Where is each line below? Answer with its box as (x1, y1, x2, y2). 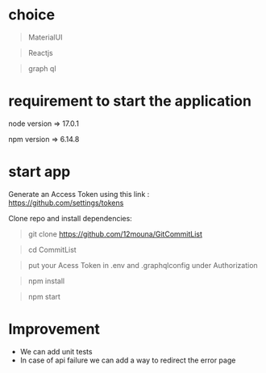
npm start (27, 291, 60, 301)
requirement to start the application (8, 92, 252, 111)
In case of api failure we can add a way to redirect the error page (19, 355, 236, 365)
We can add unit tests (19, 346, 93, 356)
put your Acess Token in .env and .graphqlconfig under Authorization (27, 260, 258, 270)
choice (8, 6, 55, 24)
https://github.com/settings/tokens (8, 198, 124, 207)
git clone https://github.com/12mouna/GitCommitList (27, 228, 203, 239)
